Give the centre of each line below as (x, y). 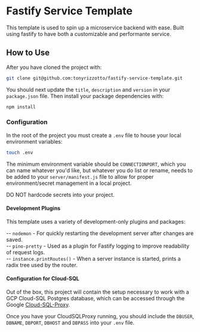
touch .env (20, 153)
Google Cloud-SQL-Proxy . (38, 305)
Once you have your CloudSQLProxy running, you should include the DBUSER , (100, 316)
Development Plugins (33, 208)
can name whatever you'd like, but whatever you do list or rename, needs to (99, 170)
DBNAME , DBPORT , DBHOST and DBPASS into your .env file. (70, 323)
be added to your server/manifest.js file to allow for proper (80, 176)
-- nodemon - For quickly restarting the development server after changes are (100, 233)
